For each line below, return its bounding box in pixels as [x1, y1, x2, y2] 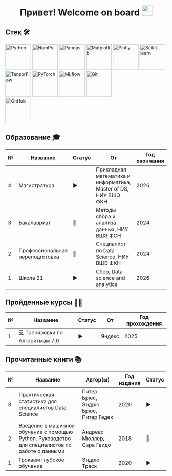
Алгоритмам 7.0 [18, 337, 60, 344]
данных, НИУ [95, 225, 128, 233]
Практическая [18, 391, 55, 398]
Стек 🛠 [5, 28, 30, 36]
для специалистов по [18, 442, 72, 449]
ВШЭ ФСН [95, 232, 121, 239]
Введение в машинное [18, 422, 75, 429]
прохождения [126, 320, 162, 327]
